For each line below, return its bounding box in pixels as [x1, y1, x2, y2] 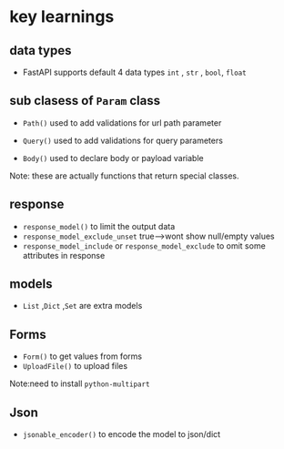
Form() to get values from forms [22, 351, 143, 362]
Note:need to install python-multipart [9, 378, 150, 389]
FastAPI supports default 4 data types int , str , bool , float [22, 66, 248, 77]
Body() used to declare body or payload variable [22, 152, 204, 163]
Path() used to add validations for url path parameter [22, 117, 222, 128]
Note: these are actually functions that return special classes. [9, 170, 239, 181]
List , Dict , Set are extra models [22, 301, 143, 311]
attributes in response [22, 250, 106, 260]
